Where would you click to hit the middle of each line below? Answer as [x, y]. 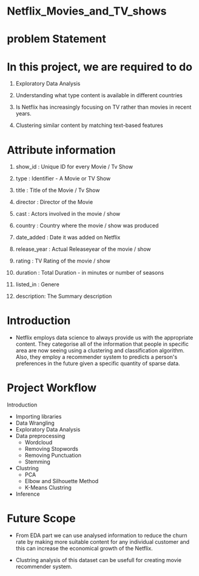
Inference [28, 494]
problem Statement [57, 39]
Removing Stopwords [51, 449]
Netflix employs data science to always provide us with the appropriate [104, 338]
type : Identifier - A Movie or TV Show [63, 179]
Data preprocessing [40, 436]
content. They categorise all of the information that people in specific [102, 344]
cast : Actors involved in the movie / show [68, 214]
